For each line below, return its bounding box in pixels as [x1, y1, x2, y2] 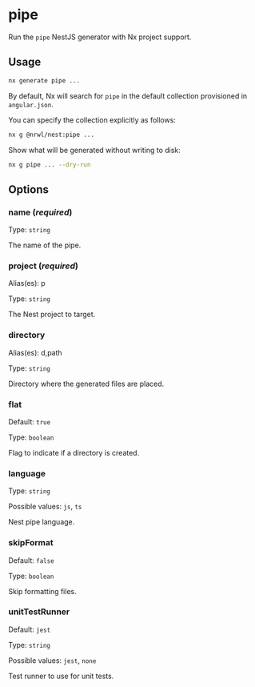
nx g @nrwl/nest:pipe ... [8, 131, 94, 139]
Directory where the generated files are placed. [8, 379, 165, 388]
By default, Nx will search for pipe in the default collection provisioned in [8, 90, 248, 101]
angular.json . [8, 99, 54, 109]
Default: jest [8, 625, 51, 634]
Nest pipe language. [8, 517, 75, 527]
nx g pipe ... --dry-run [8, 160, 91, 169]
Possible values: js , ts [8, 502, 82, 512]
